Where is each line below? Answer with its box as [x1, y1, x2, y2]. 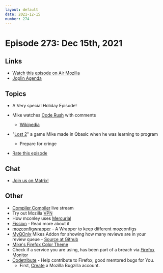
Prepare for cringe [19, 141, 57, 147]
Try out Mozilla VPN [12, 210, 53, 216]
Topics [5, 90, 27, 98]
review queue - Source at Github [12, 236, 79, 242]
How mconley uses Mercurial [12, 215, 72, 221]
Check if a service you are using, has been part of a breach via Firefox [12, 246, 155, 252]
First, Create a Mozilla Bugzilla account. [19, 262, 100, 268]
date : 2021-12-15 [5, 12, 41, 17]
